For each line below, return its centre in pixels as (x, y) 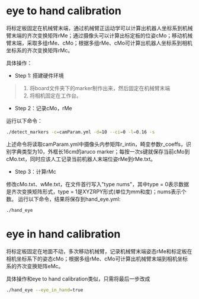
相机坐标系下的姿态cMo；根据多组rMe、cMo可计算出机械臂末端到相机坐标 (97, 259)
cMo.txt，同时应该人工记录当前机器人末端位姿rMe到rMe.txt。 (81, 159)
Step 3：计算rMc (35, 171)
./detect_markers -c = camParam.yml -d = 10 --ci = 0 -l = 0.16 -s (81, 132)
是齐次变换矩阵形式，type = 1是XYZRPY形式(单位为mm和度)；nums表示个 (96, 192)
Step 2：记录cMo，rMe (43, 108)
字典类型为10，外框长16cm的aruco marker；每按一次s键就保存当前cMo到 (100, 151)
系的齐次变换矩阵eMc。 (35, 266)
